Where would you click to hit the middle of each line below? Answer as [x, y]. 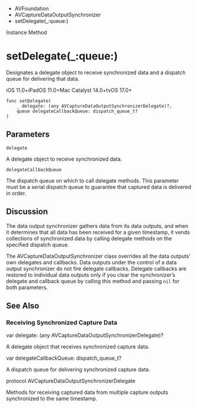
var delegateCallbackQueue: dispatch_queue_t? [64, 358]
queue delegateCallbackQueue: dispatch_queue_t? [77, 111]
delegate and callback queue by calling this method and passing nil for [93, 281]
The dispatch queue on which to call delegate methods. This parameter [93, 180]
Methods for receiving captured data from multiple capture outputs [87, 392]
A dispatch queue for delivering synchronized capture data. [78, 370]
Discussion [27, 212]
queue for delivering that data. [43, 78]
